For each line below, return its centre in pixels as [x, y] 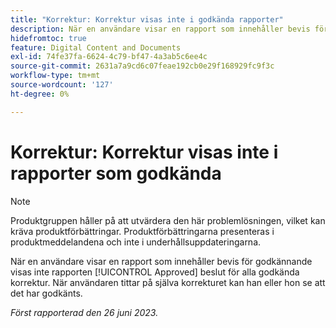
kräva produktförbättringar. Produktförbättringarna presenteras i [142, 231]
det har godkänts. [46, 293]
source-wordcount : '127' [62, 85]
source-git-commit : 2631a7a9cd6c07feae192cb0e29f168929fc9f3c [142, 66]
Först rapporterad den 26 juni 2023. [84, 312]
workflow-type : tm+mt [55, 76]
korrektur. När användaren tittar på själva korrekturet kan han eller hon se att [168, 282]
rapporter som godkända [116, 173]
